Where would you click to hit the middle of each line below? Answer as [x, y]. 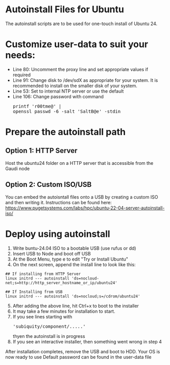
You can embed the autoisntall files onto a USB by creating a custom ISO [82, 197]
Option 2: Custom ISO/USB [48, 185]
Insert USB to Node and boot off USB [52, 253]
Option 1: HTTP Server [41, 151]
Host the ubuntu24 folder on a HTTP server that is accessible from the [79, 163]
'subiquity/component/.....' [49, 326]
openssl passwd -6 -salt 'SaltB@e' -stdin [67, 111]
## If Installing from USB [34, 292]
